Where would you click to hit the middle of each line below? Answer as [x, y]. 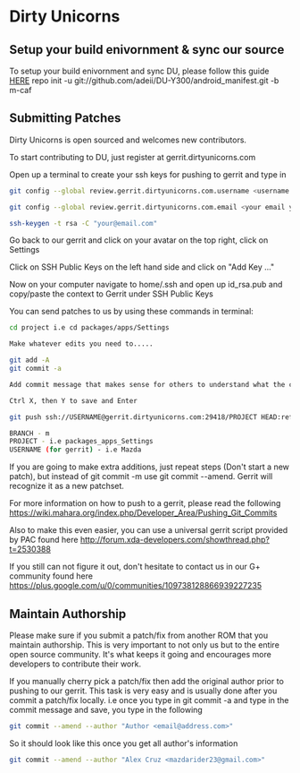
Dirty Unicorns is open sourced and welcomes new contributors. [128, 140]
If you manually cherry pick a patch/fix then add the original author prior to [146, 681]
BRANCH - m [29, 433]
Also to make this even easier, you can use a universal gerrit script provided [149, 530]
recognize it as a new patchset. [67, 486]
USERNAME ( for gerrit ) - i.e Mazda [75, 450]
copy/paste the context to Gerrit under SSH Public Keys [112, 294]
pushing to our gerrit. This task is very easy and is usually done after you [143, 691]
